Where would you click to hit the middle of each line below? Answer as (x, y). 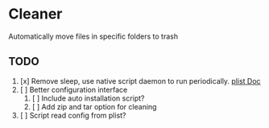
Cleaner (35, 14)
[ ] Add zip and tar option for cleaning (94, 106)
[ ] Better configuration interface (74, 89)
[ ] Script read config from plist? (73, 115)
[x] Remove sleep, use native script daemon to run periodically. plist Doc (140, 81)
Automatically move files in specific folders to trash (93, 36)
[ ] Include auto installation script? (88, 98)
